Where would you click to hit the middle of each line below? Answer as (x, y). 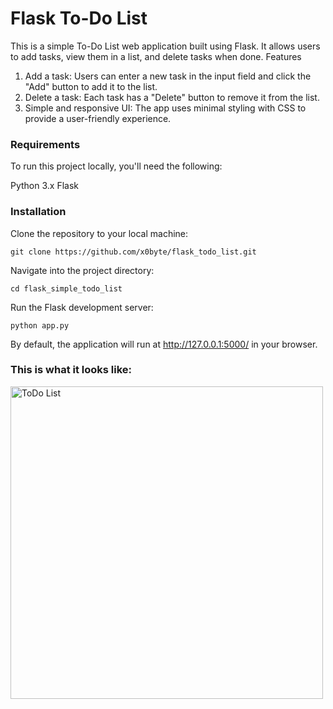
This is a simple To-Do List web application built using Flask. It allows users (165, 46)
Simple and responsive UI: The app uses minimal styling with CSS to (165, 108)
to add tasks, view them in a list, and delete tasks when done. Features (156, 56)
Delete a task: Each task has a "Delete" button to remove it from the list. (172, 97)
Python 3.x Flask (45, 186)
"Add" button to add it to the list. (91, 86)
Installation (38, 212)
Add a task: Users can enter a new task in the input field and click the (168, 76)
